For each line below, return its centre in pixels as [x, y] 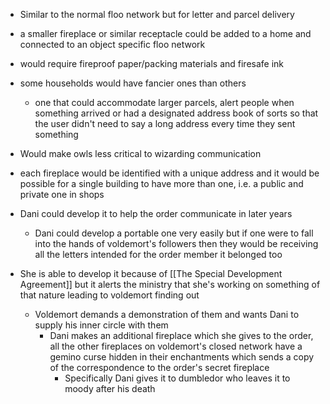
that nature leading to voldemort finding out [109, 295]
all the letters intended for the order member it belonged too [158, 254]
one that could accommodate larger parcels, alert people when [164, 102]
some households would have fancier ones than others [133, 83]
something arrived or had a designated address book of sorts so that [176, 113]
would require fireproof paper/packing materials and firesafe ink [152, 63]
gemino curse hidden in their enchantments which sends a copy [182, 357]
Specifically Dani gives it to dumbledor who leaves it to [177, 378]
